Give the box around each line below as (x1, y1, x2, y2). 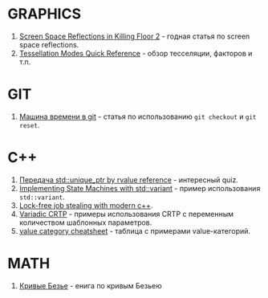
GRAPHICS (7, 5, 82, 23)
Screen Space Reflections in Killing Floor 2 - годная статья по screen (18, 31, 250, 41)
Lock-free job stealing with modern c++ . (18, 200, 153, 210)
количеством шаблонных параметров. (18, 218, 152, 227)
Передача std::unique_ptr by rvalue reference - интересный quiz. (18, 174, 238, 185)
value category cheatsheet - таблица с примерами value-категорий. (18, 226, 250, 235)
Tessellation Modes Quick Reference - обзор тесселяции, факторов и (18, 48, 253, 58)
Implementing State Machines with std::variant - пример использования (18, 183, 261, 193)
